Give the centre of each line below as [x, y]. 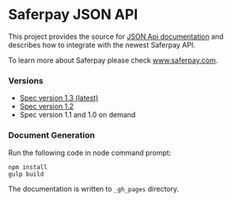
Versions [26, 81]
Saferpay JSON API [73, 15]
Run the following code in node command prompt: [90, 153]
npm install [28, 167]
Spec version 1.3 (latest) [59, 98]
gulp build [26, 174]
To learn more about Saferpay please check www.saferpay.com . [113, 60]
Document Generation [51, 135]
